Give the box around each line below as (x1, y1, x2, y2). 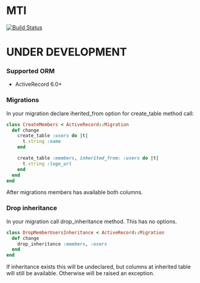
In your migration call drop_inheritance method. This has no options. (6, 217, 178, 225)
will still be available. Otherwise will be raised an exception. (6, 270, 155, 277)
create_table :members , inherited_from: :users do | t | (17, 155, 159, 161)
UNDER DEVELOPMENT (6, 45, 128, 59)
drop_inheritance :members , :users (17, 241, 108, 247)
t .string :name (22, 138, 61, 145)
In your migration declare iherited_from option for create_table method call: (6, 110, 195, 117)
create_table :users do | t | (17, 133, 88, 139)
